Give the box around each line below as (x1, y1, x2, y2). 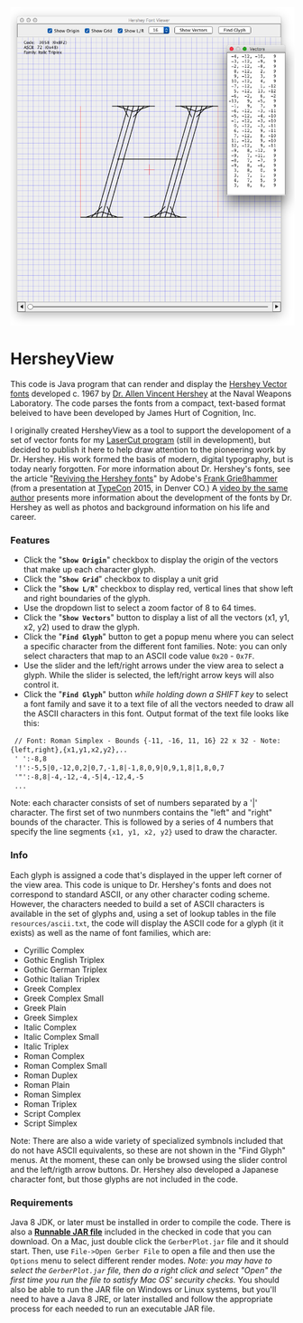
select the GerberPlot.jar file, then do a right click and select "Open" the (10, 1264, 283, 1275)
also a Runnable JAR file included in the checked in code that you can (10, 1226, 271, 1237)
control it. (23, 679, 60, 690)
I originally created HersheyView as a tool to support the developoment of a (10, 424, 291, 436)
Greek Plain (23, 1002, 67, 1013)
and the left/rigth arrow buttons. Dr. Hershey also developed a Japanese (10, 1164, 279, 1175)
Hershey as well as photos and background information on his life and (10, 501, 270, 513)
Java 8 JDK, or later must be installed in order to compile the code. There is (10, 1216, 291, 1227)
